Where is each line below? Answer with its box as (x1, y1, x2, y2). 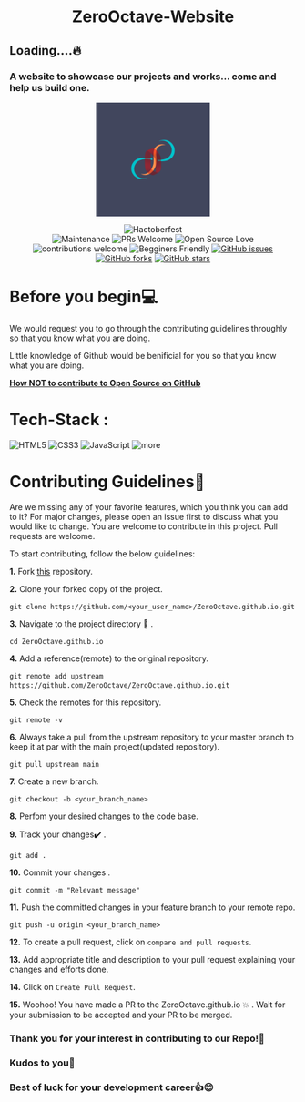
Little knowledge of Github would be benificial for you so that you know (9, 350, 277, 361)
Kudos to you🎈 (9, 1056, 76, 1069)
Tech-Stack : (9, 410, 109, 430)
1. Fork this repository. (9, 566, 94, 577)
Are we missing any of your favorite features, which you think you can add (9, 501, 289, 512)
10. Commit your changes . (9, 867, 111, 878)
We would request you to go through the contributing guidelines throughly (9, 322, 288, 333)
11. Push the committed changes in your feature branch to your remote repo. (9, 902, 296, 913)
